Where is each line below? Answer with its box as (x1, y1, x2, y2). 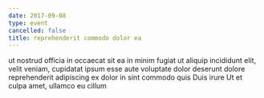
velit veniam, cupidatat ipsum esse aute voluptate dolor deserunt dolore (8, 65, 246, 74)
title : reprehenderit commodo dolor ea (8, 33, 142, 42)
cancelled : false (8, 26, 67, 34)
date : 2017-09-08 (8, 11, 67, 20)
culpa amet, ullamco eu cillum (8, 81, 107, 91)
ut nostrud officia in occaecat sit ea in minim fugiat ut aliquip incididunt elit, (8, 56, 257, 65)
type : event (8, 19, 48, 27)
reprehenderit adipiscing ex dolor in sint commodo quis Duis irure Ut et (8, 73, 243, 82)
